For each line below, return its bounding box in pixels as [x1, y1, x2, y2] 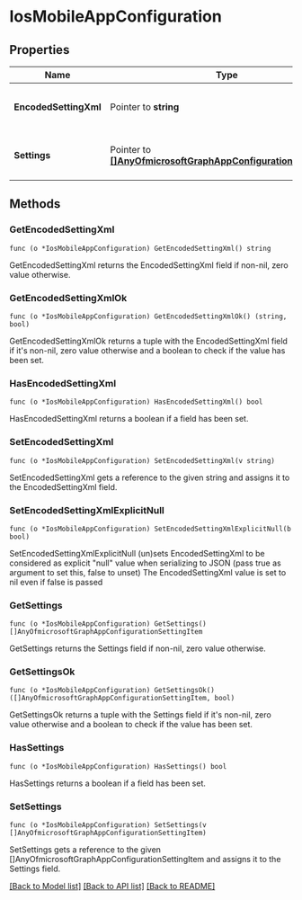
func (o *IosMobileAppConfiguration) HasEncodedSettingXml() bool [9, 397, 263, 406]
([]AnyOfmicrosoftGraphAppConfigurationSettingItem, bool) [9, 694, 235, 703]
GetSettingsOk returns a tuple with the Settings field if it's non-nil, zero [9, 709, 271, 720]
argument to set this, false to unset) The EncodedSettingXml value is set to [9, 566, 287, 577]
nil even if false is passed [9, 576, 103, 587]
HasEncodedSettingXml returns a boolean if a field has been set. [9, 414, 249, 424]
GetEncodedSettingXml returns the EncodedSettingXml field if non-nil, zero [9, 259, 289, 271]
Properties [9, 42, 70, 58]
